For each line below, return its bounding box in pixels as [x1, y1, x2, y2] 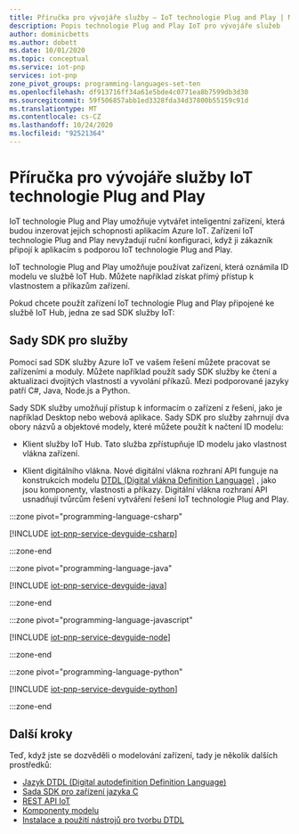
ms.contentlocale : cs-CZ [9, 112, 101, 121]
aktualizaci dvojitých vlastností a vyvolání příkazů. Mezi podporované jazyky [9, 375, 289, 386]
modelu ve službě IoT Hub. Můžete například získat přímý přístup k [9, 271, 255, 282]
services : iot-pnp [9, 71, 77, 80]
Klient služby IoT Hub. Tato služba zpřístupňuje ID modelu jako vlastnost [21, 438, 287, 449]
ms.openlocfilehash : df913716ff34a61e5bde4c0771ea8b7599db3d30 [9, 87, 249, 96]
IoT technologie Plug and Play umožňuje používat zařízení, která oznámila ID [9, 261, 289, 272]
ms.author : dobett [9, 37, 77, 47]
